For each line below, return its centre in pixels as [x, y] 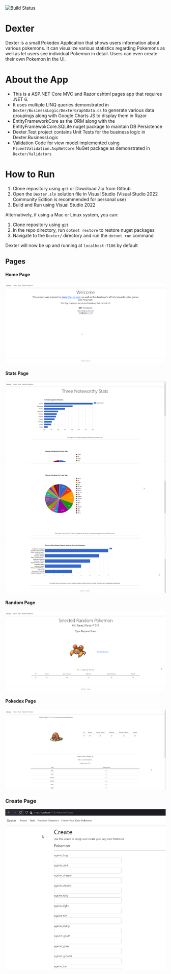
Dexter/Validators [32, 154]
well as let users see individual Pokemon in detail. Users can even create [81, 53]
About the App [37, 80]
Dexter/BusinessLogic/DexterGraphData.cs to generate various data [83, 110]
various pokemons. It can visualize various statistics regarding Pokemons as [85, 48]
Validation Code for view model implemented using [66, 143]
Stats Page [17, 373]
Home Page [18, 274]
